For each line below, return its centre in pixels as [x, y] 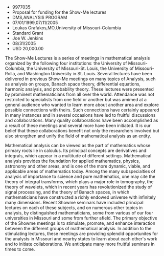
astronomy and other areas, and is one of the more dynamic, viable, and [78, 166]
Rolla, [11, 74]
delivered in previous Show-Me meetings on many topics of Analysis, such [80, 79]
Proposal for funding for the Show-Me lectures [59, 12]
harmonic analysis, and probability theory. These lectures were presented [80, 89]
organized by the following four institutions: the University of [66, 63]
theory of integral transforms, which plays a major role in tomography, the [79, 182]
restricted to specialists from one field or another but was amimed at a [76, 99]
